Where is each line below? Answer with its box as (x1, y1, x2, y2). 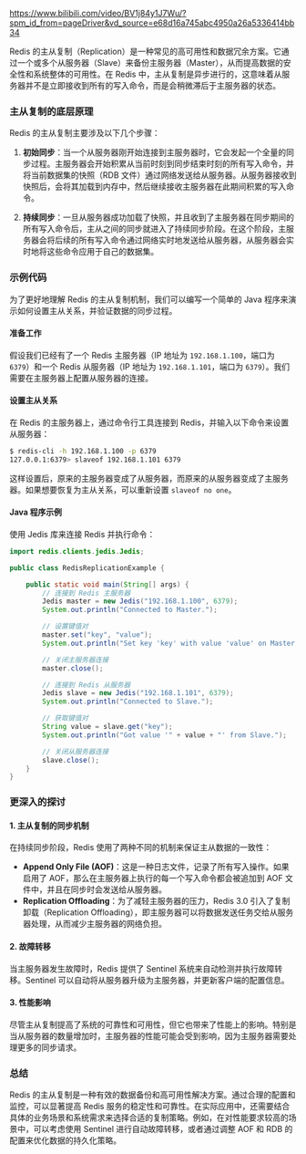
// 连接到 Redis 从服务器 (42, 680, 131, 690)
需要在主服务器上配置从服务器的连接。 (9, 372, 153, 383)
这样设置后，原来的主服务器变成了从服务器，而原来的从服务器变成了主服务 (9, 473, 289, 483)
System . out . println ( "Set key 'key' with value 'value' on (42, 639, 267, 648)
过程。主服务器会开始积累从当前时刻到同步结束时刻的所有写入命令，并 (30, 159, 294, 170)
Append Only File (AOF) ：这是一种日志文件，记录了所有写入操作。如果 (22, 861, 290, 872)
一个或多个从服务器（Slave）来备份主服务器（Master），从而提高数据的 (16, 57, 284, 68)
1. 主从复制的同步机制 (9, 820, 89, 831)
